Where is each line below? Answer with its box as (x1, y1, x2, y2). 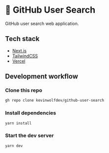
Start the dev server (5, 132, 54, 139)
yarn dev (5, 143, 23, 148)
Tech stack (5, 35, 40, 43)
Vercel (12, 58, 26, 64)
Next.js (12, 47, 27, 53)
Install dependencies (5, 109, 56, 116)
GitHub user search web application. (5, 21, 79, 26)
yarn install (5, 121, 32, 126)
